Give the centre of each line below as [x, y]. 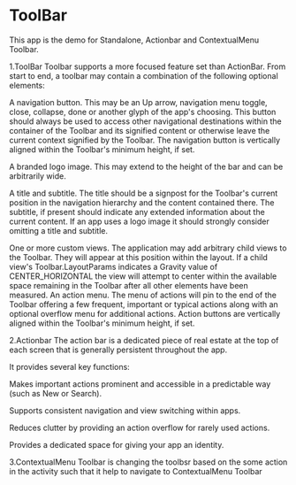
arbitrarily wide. [38, 176]
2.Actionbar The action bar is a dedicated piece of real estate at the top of [144, 340]
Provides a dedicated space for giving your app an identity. [117, 444]
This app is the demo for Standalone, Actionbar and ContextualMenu [134, 40]
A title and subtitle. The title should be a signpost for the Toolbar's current [144, 193]
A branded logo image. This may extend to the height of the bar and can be [146, 166]
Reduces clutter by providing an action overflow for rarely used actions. [140, 427]
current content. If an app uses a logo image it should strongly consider [139, 221]
